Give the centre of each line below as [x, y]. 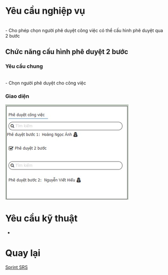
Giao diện [17, 96]
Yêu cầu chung [24, 66]
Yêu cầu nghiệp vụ [45, 11]
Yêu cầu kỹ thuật [41, 218]
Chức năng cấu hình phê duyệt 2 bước [67, 52]
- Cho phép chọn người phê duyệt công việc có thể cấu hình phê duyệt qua [84, 30]
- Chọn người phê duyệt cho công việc [46, 83]
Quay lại [23, 253]
